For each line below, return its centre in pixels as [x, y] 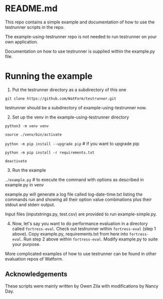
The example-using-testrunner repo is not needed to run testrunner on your [81, 37]
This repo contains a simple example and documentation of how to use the [80, 22]
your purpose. [26, 244]
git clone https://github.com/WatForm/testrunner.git [61, 99]
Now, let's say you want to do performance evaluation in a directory [80, 223]
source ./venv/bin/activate [34, 135]
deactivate [16, 161]
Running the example [49, 76]
